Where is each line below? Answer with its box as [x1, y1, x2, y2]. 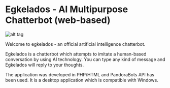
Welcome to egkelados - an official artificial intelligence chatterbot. [5, 41, 146, 47]
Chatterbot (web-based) [5, 14, 111, 26]
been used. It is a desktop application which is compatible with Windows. [5, 77, 159, 83]
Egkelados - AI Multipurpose [5, 4, 128, 15]
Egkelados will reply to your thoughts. [5, 62, 84, 68]
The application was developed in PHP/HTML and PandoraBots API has [5, 71, 155, 77]
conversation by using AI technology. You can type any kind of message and [5, 56, 165, 62]
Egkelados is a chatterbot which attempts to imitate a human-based [5, 51, 147, 57]
